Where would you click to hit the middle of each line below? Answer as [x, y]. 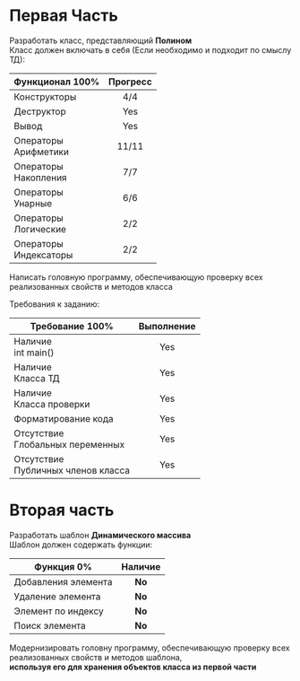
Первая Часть [64, 16]
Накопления [40, 178]
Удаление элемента [57, 596]
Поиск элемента [50, 625]
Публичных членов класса [72, 470]
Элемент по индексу [59, 611]
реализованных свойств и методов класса [91, 286]
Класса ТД [37, 378]
